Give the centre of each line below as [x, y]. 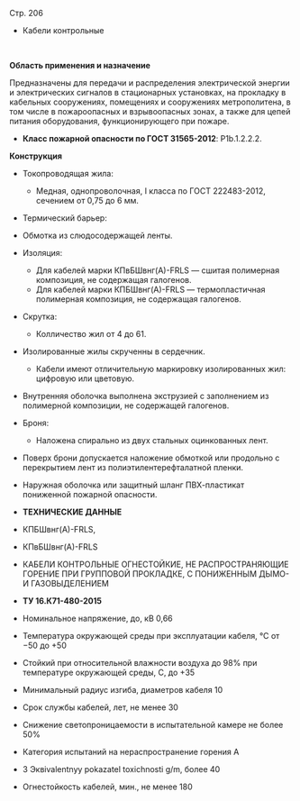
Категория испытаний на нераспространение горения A [131, 752]
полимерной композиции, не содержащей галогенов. [126, 405]
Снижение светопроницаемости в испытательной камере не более [153, 725]
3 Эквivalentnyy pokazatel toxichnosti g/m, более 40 [121, 769]
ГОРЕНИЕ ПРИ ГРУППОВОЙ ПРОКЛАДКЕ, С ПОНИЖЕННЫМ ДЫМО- [156, 574]
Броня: [36, 423]
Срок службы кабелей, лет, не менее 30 [100, 707]
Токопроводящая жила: [68, 173]
